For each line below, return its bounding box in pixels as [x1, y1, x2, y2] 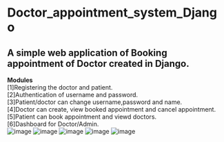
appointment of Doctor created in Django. [7, 57, 190, 70]
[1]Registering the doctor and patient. [7, 83, 113, 91]
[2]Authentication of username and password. [7, 91, 139, 99]
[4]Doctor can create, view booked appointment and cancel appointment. [7, 105, 216, 113]
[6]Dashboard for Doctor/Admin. [7, 120, 99, 128]
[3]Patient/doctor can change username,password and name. [7, 98, 183, 106]
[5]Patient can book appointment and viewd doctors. [7, 112, 157, 121]
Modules [7, 76, 33, 84]
